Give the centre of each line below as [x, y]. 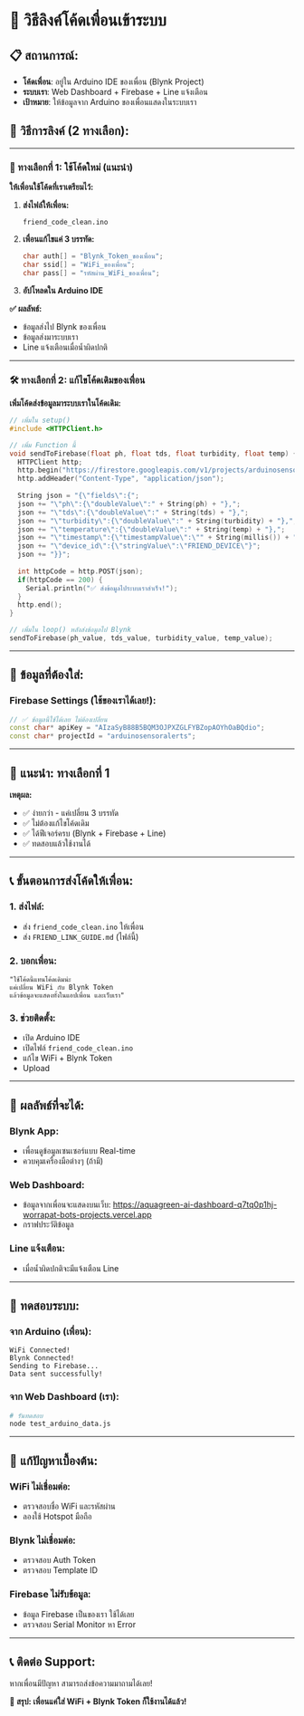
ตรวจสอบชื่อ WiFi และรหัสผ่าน [69, 1506]
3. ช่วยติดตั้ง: [33, 1018]
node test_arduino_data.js [60, 1424]
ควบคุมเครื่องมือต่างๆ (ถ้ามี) [63, 1161]
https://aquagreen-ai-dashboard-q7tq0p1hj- [195, 1204]
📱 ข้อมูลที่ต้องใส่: [47, 675]
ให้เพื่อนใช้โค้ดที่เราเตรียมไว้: [52, 187]
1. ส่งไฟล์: [27, 906]
